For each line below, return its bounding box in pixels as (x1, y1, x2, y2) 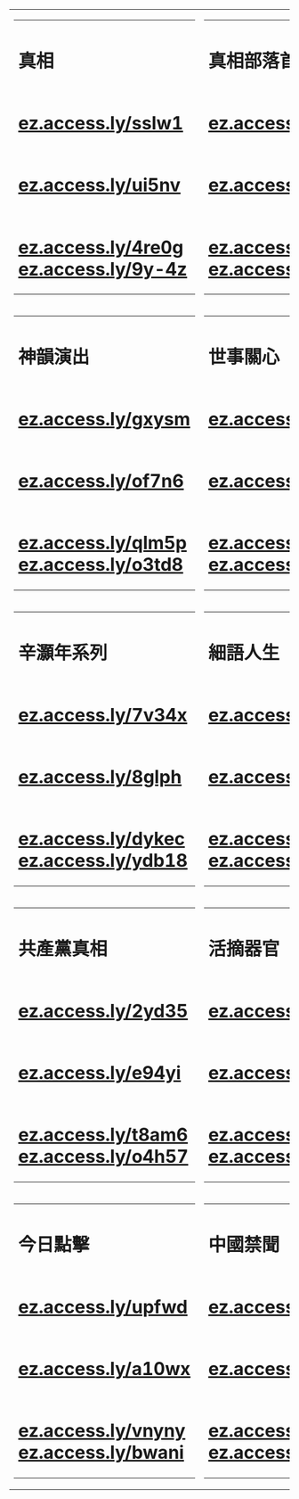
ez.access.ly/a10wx (18, 1357, 191, 1380)
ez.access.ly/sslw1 (18, 111, 184, 135)
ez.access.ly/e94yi (18, 1061, 182, 1084)
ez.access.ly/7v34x (18, 704, 188, 726)
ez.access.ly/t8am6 (18, 1124, 189, 1147)
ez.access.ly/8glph (18, 766, 182, 788)
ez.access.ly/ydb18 (18, 849, 189, 872)
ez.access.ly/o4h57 (18, 1145, 189, 1168)
